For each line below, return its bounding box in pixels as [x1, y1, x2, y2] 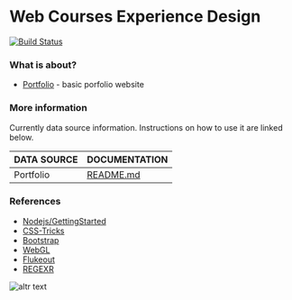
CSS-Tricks [22, 225, 65, 236]
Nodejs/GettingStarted [22, 215, 106, 226]
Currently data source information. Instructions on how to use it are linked [9, 122, 283, 132]
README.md [87, 168, 141, 181]
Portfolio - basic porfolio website [22, 79, 144, 90]
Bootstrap [22, 234, 59, 245]
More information [9, 102, 87, 114]
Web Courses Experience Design [9, 6, 261, 27]
